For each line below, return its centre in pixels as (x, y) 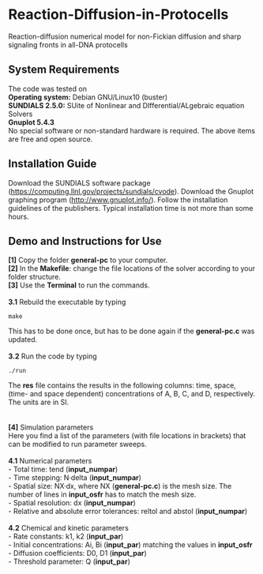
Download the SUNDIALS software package (80, 182)
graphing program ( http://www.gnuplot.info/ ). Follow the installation (118, 200)
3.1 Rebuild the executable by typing (67, 302)
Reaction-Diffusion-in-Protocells (118, 15)
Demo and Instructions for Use (85, 241)
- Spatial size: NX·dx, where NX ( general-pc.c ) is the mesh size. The (120, 486)
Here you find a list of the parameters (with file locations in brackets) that (127, 436)
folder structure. (35, 277)
